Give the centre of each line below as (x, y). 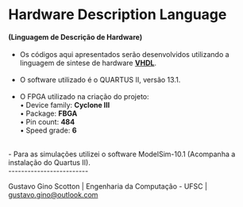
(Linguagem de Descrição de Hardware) (75, 36)
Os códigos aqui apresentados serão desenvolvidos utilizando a (124, 55)
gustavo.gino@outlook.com (53, 195)
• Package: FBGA (48, 113)
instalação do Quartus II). (50, 163)
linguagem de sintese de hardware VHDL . (88, 63)
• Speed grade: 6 (48, 130)
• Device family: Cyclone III (65, 105)
